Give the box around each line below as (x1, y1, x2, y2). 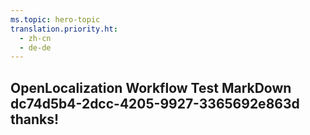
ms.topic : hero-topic (10, 14, 101, 25)
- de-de (19, 42, 52, 53)
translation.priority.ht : (10, 24, 118, 34)
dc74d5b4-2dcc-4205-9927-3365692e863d (10, 95, 300, 112)
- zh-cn (19, 33, 52, 43)
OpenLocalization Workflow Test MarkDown (10, 79, 292, 96)
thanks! (10, 111, 60, 128)
